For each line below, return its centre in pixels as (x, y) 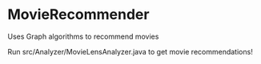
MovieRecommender (78, 15)
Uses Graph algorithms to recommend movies (83, 36)
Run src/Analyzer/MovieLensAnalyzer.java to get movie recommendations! (130, 51)
